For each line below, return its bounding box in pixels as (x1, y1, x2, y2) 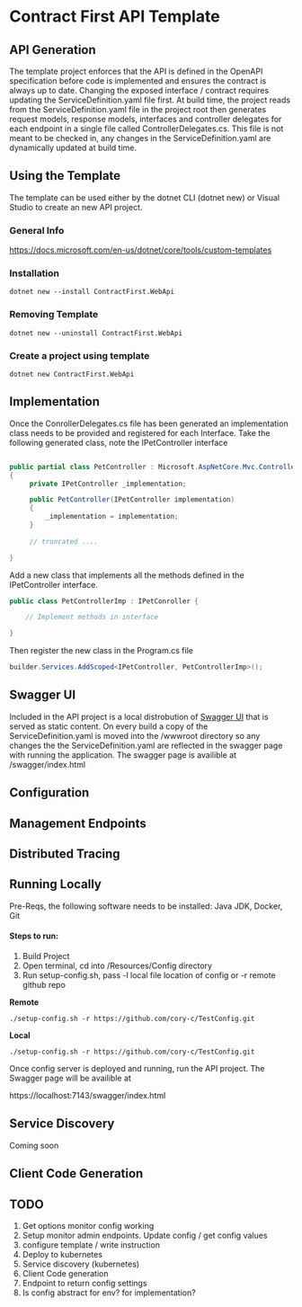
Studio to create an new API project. (9, 201, 143, 212)
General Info (9, 224, 65, 236)
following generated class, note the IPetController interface (9, 437, 228, 448)
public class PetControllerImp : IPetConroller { (9, 596, 200, 606)
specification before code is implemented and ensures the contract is (9, 76, 267, 86)
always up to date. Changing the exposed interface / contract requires (9, 85, 270, 95)
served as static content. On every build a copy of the (9, 721, 209, 732)
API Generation (9, 42, 96, 58)
